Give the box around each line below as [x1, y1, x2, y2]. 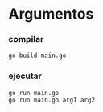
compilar [8, 34, 44, 45]
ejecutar [8, 70, 42, 81]
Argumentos [8, 5, 94, 23]
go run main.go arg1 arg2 [8, 96, 95, 104]
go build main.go [8, 52, 67, 60]
